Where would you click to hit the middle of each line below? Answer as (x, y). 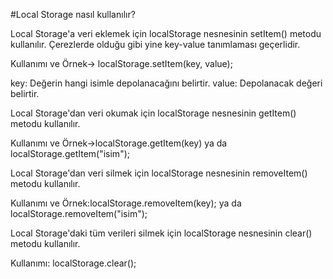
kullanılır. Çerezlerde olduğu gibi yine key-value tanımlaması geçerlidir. (155, 44)
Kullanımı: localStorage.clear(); (73, 263)
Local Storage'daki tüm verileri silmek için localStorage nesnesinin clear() (161, 233)
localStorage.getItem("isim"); (70, 153)
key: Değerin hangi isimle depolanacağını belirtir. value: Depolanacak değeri (166, 83)
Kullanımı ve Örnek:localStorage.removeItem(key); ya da (126, 203)
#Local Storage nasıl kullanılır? (73, 14)
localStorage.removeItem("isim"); (79, 213)
